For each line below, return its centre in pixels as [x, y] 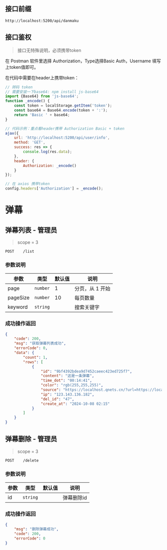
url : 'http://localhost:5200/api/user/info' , [62, 138]
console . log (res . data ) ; [47, 152]
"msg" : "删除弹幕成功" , [36, 529]
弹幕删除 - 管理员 [31, 439]
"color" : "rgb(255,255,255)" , [72, 385]
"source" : [51, 390]
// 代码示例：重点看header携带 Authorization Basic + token [65, 129]
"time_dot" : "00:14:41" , [66, 380]
